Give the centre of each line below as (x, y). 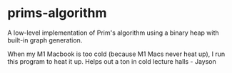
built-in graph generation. (45, 40)
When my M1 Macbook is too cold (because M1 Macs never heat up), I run (116, 54)
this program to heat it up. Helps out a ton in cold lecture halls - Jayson (112, 61)
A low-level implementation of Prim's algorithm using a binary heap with (113, 33)
